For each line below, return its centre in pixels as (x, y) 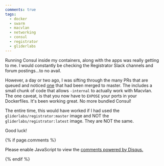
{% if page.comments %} (31, 140)
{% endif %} (18, 159)
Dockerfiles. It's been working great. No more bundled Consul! (68, 101)
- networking (23, 32)
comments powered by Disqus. (112, 149)
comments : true (21, 10)
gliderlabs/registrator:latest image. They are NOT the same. (70, 121)
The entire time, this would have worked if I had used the (62, 111)
